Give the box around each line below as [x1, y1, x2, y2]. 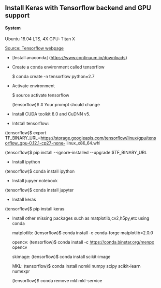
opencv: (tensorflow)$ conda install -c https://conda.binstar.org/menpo [12, 239, 155, 245]
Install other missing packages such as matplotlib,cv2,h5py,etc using [12, 215, 149, 221]
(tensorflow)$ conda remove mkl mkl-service [12, 277, 102, 283]
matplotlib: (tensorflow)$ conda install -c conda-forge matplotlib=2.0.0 [12, 230, 153, 236]
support [5, 12, 30, 20]
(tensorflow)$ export [5, 129, 46, 135]
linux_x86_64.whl [66, 140, 101, 146]
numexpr [12, 268, 30, 274]
